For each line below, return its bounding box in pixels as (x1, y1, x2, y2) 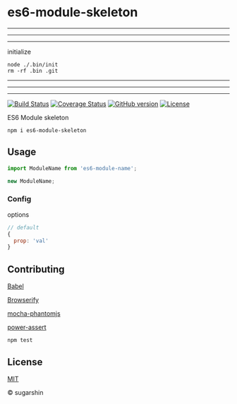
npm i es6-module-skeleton (7, 126, 87, 134)
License (7, 356, 43, 368)
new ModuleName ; (7, 177, 55, 184)
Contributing (7, 263, 65, 275)
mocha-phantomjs (7, 309, 61, 318)
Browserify (7, 296, 39, 304)
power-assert (7, 323, 47, 332)
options (7, 210, 30, 219)
